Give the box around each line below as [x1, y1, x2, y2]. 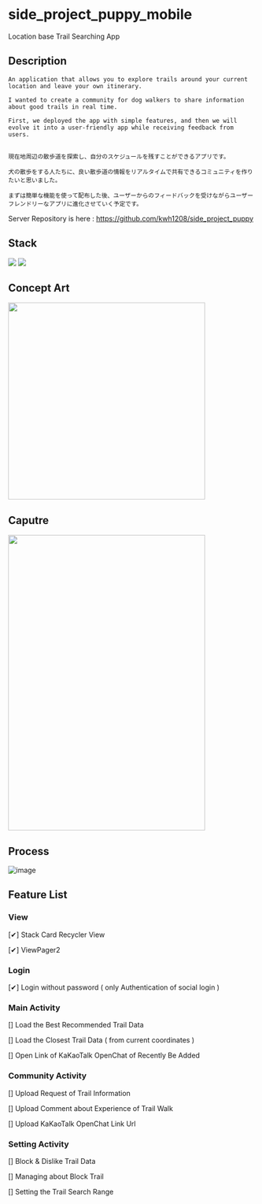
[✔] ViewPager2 [8, 945, 61, 954]
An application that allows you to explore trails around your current [8, 75, 248, 84]
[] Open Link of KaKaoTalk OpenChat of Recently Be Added [8, 1050, 201, 1061]
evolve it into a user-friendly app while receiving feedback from [8, 124, 234, 132]
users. [8, 130, 30, 139]
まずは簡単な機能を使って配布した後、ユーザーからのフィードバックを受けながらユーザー [8, 191, 254, 199]
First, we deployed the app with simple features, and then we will [8, 117, 238, 124]
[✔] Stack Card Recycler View [8, 930, 105, 939]
